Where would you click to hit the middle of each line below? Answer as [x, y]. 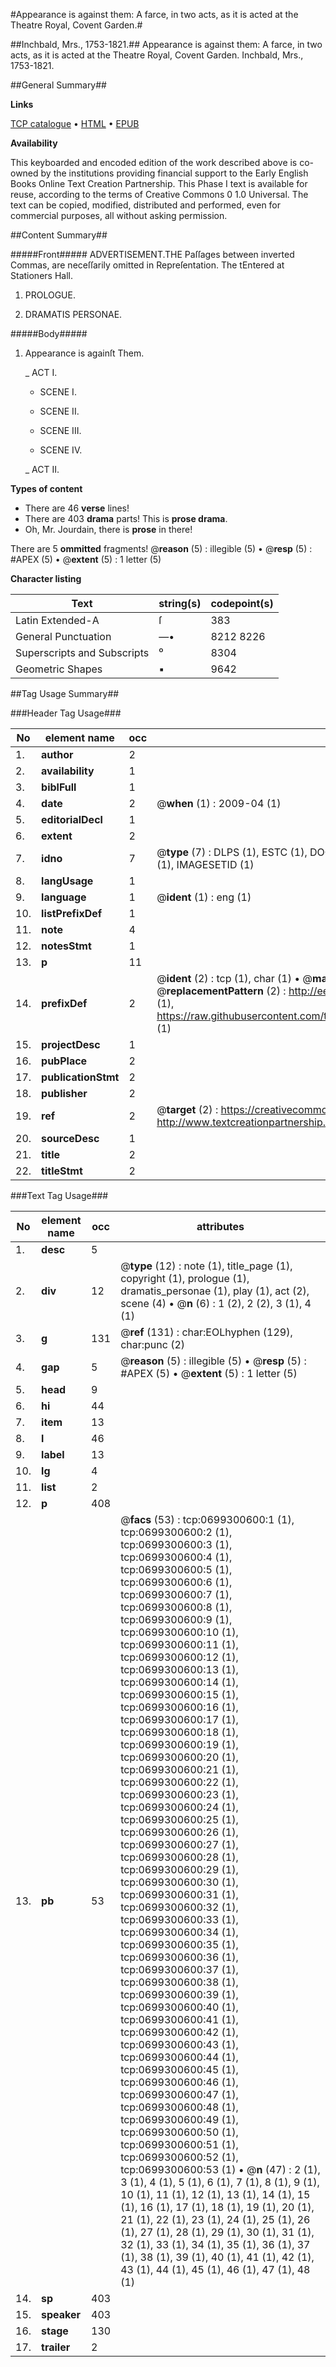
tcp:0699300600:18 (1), [179, 1732]
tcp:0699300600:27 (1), [179, 1844]
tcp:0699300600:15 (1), [179, 1694]
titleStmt [62, 1171]
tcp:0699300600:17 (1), [179, 1719]
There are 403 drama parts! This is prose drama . [126, 518]
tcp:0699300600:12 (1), [179, 1657]
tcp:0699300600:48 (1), [179, 2107]
